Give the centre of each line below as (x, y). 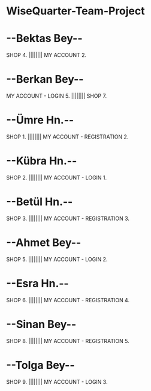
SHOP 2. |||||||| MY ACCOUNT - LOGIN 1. (57, 178)
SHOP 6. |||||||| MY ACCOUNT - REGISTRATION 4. (68, 300)
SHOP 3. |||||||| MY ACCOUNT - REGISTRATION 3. (68, 218)
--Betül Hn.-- (40, 202)
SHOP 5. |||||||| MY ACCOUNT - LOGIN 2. (57, 259)
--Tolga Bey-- (40, 365)
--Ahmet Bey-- (44, 243)
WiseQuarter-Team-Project (75, 11)
